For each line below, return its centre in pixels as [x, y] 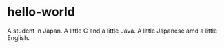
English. [18, 37]
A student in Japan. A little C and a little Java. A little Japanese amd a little [112, 31]
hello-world [41, 12]
